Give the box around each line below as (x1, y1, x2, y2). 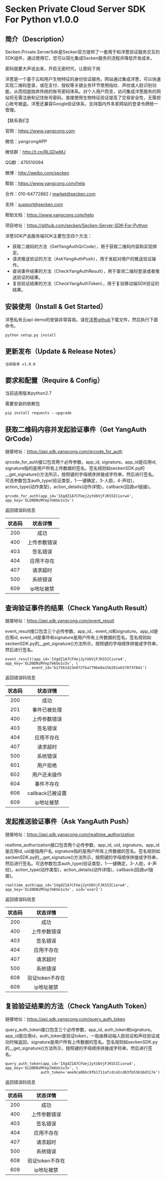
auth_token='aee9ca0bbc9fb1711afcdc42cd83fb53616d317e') (40, 1070, 161, 1075)
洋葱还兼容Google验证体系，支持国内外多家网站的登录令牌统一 (31, 101, 159, 107)
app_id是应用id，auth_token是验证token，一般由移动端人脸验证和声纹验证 (5, 1033, 156, 1039)
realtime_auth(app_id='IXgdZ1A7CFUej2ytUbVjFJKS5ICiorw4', (5, 883, 129, 887)
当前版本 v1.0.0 (5, 362, 36, 367)
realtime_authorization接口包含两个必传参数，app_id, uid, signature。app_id (5, 842, 160, 848)
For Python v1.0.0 (5, 14, 79, 25)
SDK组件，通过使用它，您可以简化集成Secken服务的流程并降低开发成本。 (5, 55, 155, 61)
